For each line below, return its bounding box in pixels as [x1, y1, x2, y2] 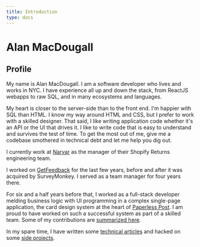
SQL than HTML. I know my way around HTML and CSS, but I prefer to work [6, 111, 195, 118]
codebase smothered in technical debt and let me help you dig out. [6, 136, 172, 144]
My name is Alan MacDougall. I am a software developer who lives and [6, 80, 181, 87]
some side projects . [6, 234, 55, 241]
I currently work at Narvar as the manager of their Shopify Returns [6, 148, 170, 155]
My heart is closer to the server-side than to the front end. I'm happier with [6, 105, 192, 112]
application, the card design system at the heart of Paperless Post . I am [6, 203, 183, 210]
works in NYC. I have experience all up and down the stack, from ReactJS [6, 87, 189, 94]
